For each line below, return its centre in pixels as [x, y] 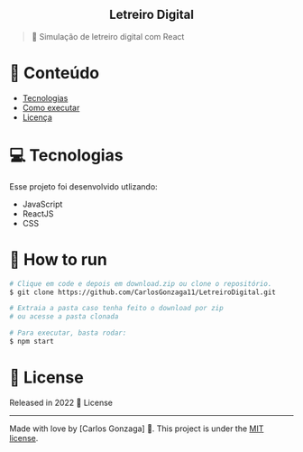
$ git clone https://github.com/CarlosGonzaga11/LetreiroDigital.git [143, 292]
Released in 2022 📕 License [61, 402]
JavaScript [42, 204]
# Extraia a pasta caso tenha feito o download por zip [116, 309]
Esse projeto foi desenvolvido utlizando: [83, 186]
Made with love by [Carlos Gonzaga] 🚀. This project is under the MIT [137, 429]
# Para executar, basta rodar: [68, 333]
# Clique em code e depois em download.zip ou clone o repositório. [141, 283]
